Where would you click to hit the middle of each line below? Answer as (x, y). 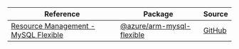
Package (158, 14)
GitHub (215, 30)
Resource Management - (53, 26)
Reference (62, 14)
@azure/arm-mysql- (155, 26)
